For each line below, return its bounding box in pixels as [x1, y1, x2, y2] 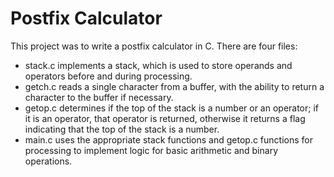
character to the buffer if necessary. [24, 91, 174, 103]
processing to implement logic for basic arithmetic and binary [24, 144, 278, 156]
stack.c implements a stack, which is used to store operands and [24, 59, 293, 71]
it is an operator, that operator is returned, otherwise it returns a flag [24, 112, 306, 124]
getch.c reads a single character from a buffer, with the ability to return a [24, 80, 325, 92]
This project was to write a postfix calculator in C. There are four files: [10, 40, 298, 52]
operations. [24, 155, 73, 167]
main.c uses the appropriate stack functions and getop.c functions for [24, 133, 313, 146]
